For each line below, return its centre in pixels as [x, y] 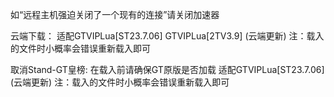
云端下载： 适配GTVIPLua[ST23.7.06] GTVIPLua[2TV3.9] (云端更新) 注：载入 [167, 36]
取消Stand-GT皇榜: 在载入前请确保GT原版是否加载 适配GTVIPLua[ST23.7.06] [167, 69]
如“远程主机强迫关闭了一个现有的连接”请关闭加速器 [115, 14]
